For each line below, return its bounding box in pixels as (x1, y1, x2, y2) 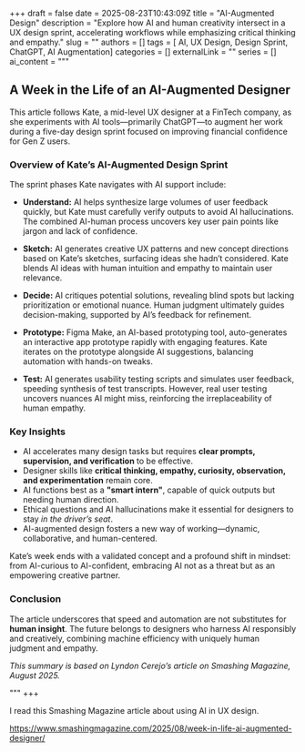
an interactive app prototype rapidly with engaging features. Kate (22, 337, 268, 348)
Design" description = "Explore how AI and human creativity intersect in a (9, 17, 286, 28)
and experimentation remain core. (22, 475, 153, 486)
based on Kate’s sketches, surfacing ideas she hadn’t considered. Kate (22, 253, 289, 264)
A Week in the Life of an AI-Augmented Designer (9, 82, 291, 98)
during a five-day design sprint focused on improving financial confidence (9, 126, 289, 137)
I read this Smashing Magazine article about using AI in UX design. (9, 705, 259, 716)
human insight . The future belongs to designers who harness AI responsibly (9, 623, 297, 634)
